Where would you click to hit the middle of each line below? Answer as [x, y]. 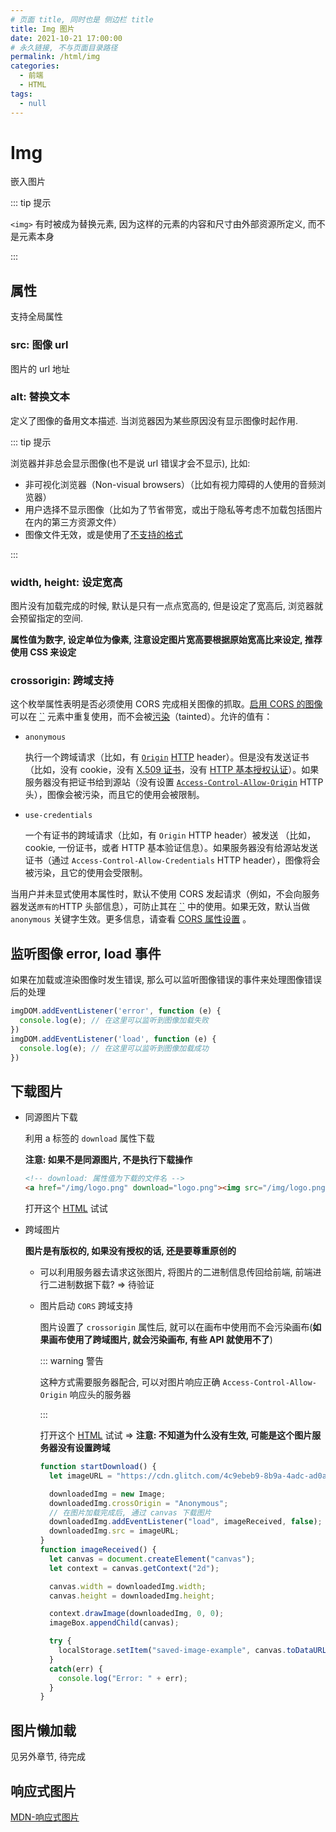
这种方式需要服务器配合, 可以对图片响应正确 [130, 1382]
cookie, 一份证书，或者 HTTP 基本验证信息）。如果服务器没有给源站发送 [171, 848]
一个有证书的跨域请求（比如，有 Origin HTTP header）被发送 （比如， [170, 835]
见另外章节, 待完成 [48, 1757]
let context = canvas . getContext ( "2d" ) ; [134, 1568]
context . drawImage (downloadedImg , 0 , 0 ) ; [136, 1614]
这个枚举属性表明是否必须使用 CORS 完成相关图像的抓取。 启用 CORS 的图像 [166, 704]
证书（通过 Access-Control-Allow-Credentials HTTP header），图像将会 [172, 860]
